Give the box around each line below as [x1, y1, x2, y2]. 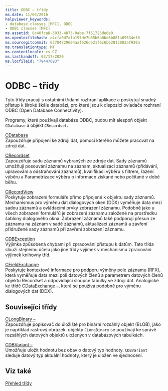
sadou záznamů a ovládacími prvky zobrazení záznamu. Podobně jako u [5, 205, 154, 211]
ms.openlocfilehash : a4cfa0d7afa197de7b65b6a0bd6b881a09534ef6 [5, 36, 140, 41]
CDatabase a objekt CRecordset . [5, 122, 69, 128]
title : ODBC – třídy [5, 7, 49, 13]
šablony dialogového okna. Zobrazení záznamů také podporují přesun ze [5, 216, 155, 222]
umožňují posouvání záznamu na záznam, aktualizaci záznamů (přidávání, [5, 163, 158, 169]
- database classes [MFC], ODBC [5, 21, 73, 27]
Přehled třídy [5, 380, 32, 386]
